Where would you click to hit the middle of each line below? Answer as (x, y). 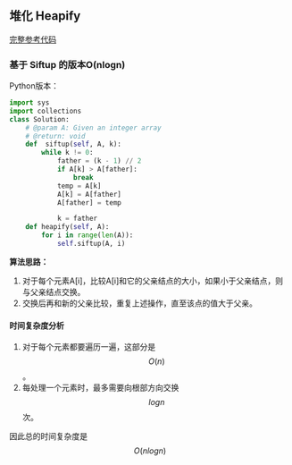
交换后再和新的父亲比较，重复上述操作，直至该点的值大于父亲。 (139, 303)
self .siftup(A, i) (91, 244)
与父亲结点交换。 (54, 292)
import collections (46, 111)
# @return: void (56, 136)
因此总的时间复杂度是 (48, 436)
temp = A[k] (79, 186)
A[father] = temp (89, 203)
